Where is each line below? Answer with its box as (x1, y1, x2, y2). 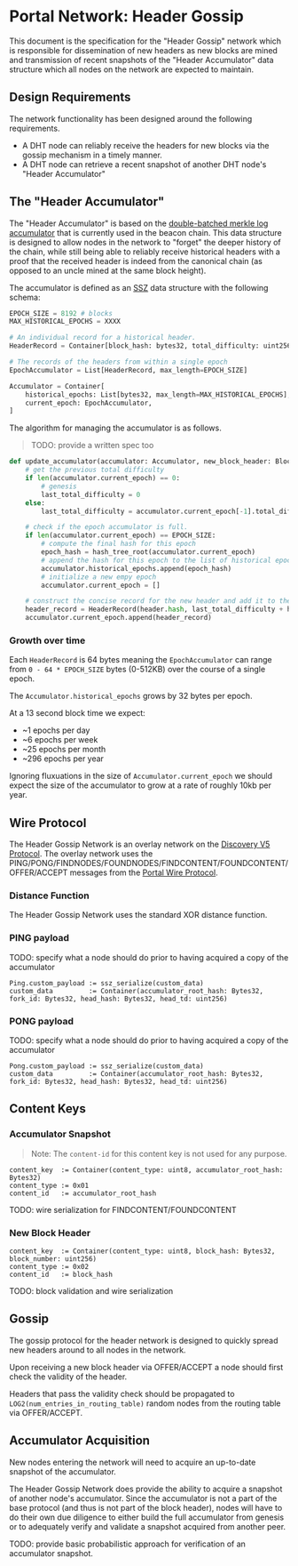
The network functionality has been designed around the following (9, 113, 253, 124)
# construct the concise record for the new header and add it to (25, 597, 276, 606)
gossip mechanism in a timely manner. (21, 149, 162, 160)
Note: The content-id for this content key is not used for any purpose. (30, 1148, 287, 1159)
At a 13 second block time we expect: (9, 708, 146, 719)
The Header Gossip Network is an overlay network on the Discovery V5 (9, 839, 271, 850)
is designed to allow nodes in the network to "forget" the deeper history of (9, 237, 281, 247)
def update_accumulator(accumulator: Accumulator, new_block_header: (9, 457, 272, 466)
